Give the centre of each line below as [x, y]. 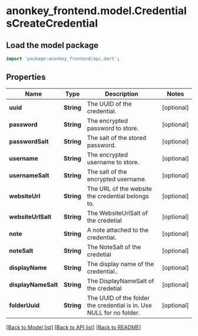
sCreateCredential [52, 23]
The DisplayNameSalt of [121, 280]
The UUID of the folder [118, 298]
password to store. [113, 128]
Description [122, 94]
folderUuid [24, 305]
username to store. [113, 162]
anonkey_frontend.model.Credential [96, 11]
